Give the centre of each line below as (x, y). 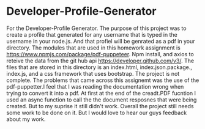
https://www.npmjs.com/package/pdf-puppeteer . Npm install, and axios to (100, 54)
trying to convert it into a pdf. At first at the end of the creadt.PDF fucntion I (101, 93)
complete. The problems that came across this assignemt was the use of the (103, 80)
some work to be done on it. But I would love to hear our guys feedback (97, 112)
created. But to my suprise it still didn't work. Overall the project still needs (100, 106)
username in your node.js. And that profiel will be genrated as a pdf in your (101, 41)
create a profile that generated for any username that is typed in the (92, 34)
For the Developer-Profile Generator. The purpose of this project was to (96, 28)
